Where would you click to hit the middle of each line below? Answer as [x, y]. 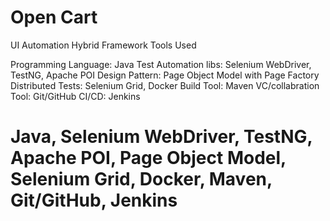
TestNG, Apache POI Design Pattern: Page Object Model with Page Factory [165, 75]
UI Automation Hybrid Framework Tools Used [103, 45]
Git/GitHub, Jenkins [94, 200]
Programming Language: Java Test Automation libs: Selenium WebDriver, [161, 64]
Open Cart [54, 17]
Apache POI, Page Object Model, [148, 158]
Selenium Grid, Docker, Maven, [141, 179]
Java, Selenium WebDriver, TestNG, [161, 137]
